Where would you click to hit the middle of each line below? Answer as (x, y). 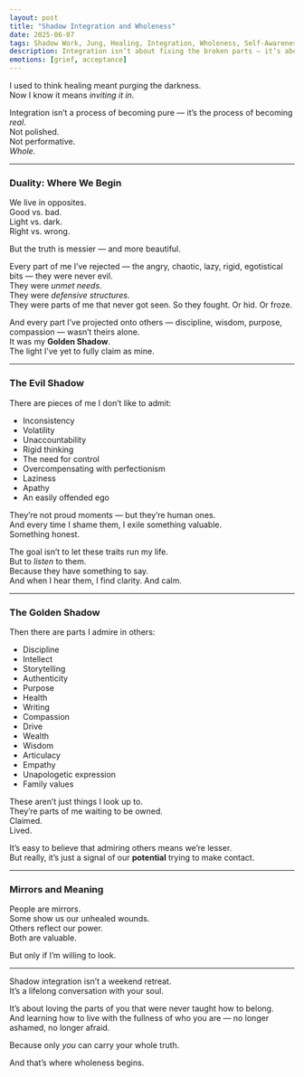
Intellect (37, 659)
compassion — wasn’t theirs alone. (75, 332)
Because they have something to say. (79, 571)
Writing (36, 707)
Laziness (39, 478)
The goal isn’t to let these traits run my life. (89, 552)
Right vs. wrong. (40, 231)
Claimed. (26, 820)
